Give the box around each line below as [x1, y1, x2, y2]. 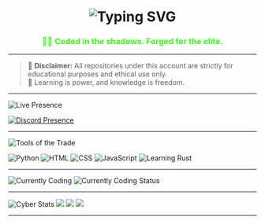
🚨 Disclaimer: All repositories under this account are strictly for [27, 61, 233, 71]
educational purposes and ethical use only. [27, 69, 168, 79]
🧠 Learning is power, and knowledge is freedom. [27, 78, 185, 87]
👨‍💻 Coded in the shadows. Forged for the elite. [42, 36, 223, 47]
